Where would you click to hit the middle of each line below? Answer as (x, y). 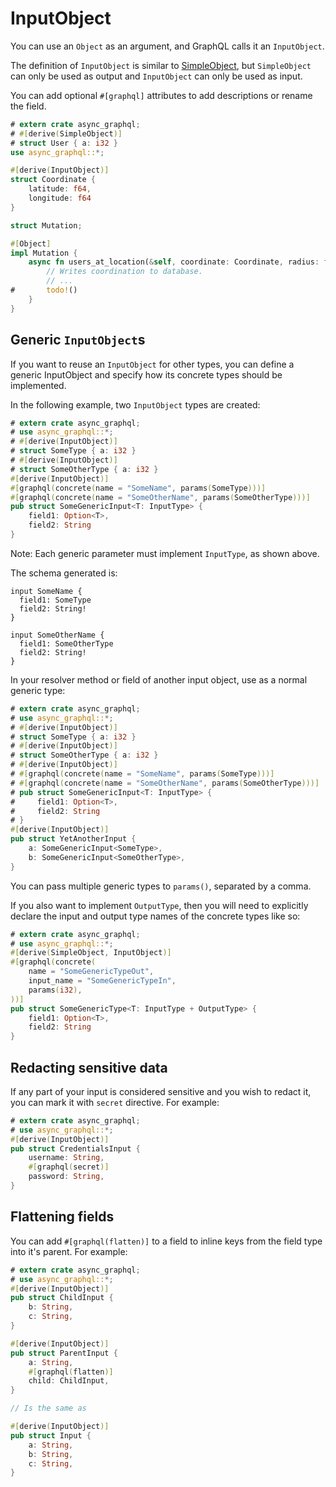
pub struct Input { (51, 1435)
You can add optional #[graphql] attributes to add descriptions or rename (161, 95)
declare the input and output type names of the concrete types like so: (155, 916)
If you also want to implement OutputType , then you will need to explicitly (159, 905)
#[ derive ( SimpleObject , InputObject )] (91, 953)
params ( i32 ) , (55, 990)
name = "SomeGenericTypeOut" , (91, 972)
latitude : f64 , (60, 189)
